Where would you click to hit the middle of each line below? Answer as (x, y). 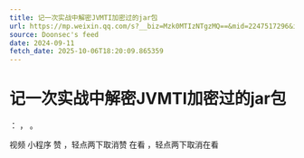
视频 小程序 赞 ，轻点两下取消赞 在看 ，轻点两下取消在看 (114, 144)
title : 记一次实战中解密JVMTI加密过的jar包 (84, 18)
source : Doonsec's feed (54, 34)
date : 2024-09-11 (42, 43)
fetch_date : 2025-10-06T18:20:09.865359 (87, 51)
